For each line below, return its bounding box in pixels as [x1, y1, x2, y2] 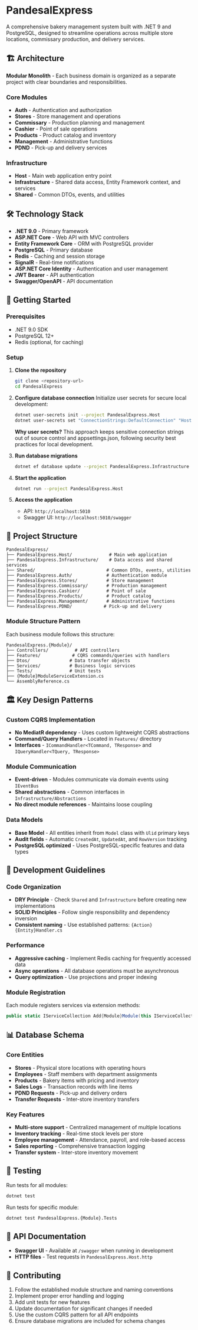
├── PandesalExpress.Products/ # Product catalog [6, 593, 151, 599]
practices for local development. [14, 440, 94, 447]
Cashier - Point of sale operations [14, 125, 97, 133]
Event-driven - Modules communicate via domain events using [14, 776, 169, 783]
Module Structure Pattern [6, 617, 81, 626]
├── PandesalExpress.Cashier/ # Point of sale [6, 588, 146, 594]
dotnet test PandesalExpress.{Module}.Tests [6, 1215, 117, 1221]
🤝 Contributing [6, 1270, 61, 1280]
